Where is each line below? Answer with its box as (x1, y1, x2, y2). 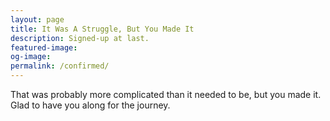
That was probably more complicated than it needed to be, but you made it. (10, 89, 322, 100)
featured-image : (10, 42, 78, 53)
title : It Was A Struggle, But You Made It (10, 24, 195, 34)
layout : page (10, 14, 65, 25)
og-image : (10, 52, 52, 62)
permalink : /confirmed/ (10, 61, 110, 71)
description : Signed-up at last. (10, 33, 150, 43)
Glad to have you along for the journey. (10, 99, 171, 111)
